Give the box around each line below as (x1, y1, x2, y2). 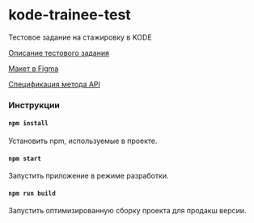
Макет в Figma (8, 63, 59, 74)
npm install (8, 120, 49, 128)
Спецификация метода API (8, 79, 101, 89)
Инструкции (8, 99, 61, 111)
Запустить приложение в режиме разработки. (8, 171, 169, 181)
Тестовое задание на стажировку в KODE (8, 32, 152, 42)
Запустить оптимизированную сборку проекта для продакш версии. (8, 206, 247, 216)
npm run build (8, 189, 57, 197)
